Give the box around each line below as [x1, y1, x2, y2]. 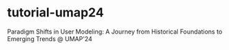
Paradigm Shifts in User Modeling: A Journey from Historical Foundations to [7, 27, 223, 36]
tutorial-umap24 [7, 5, 104, 21]
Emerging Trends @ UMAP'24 [7, 34, 92, 42]
